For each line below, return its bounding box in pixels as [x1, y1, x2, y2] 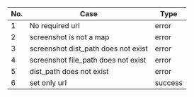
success [154, 78, 183, 87]
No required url [29, 21, 80, 30]
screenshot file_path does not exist [29, 56, 147, 65]
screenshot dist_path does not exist [29, 44, 149, 53]
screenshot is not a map [29, 32, 110, 41]
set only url [29, 78, 67, 87]
